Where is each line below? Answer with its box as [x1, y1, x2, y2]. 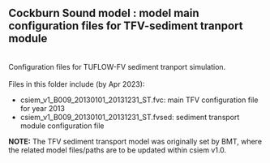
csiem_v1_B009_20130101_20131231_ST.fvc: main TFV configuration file [19, 95, 259, 105]
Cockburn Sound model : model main [8, 6, 200, 20]
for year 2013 [19, 103, 65, 113]
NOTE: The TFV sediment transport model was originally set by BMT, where [8, 136, 262, 146]
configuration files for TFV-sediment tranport [8, 19, 243, 33]
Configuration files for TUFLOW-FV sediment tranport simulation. [8, 62, 226, 71]
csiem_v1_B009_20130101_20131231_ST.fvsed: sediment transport [19, 112, 240, 122]
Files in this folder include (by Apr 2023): [8, 79, 145, 88]
